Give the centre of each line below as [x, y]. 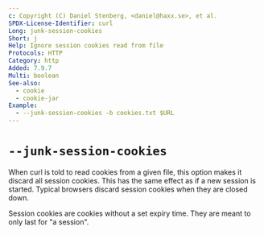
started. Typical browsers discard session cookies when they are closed [128, 189]
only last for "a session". [49, 221]
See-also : [25, 83]
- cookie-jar [37, 98]
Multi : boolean [34, 76]
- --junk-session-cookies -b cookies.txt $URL [95, 113]
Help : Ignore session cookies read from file [86, 46]
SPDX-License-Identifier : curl [61, 23]
